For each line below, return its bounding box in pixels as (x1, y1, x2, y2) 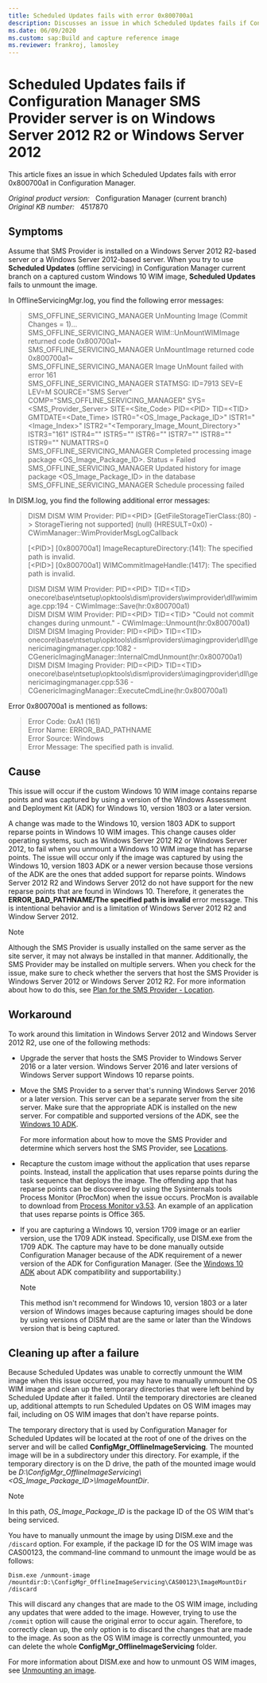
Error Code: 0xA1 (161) (27, 716, 101, 726)
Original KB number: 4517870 (8, 202, 109, 212)
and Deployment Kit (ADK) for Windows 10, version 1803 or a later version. (8, 803, 252, 812)
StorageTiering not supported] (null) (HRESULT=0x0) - (34, 519, 213, 529)
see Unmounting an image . (8, 1665, 97, 1675)
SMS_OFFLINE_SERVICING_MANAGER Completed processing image (27, 446, 252, 456)
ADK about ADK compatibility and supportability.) (19, 1267, 182, 1277)
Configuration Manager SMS (8, 92, 201, 111)
